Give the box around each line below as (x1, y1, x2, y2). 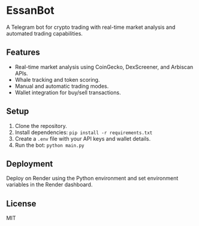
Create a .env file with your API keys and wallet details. (14, 135, 151, 142)
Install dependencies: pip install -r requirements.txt (14, 129, 153, 136)
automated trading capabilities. (6, 29, 83, 37)
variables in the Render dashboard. (6, 181, 93, 188)
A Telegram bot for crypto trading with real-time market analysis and (6, 23, 176, 31)
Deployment (6, 159, 53, 169)
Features (6, 47, 40, 58)
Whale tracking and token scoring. (14, 76, 100, 83)
